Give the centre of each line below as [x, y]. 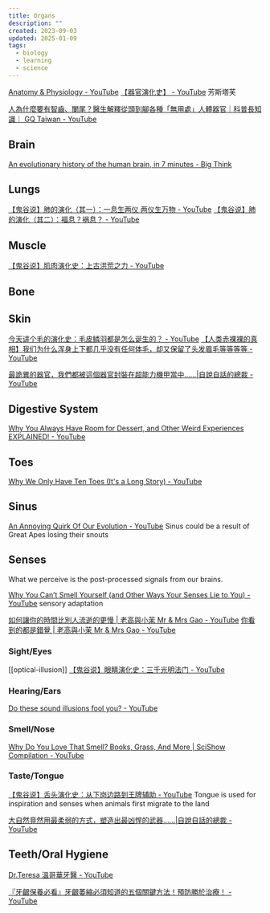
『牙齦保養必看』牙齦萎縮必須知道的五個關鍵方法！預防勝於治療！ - [120, 891]
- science [32, 68]
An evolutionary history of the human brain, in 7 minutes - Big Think [120, 164]
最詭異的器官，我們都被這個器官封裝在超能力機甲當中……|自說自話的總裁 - [131, 375]
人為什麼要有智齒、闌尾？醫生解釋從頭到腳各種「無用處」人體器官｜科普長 [131, 108]
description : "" [35, 23]
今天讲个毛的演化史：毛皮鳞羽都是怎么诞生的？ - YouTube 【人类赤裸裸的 [129, 339]
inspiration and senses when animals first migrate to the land [109, 803]
